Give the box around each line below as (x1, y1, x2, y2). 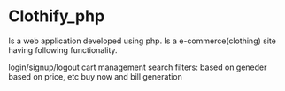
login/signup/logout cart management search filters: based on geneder (8, 62, 267, 72)
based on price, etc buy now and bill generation (8, 71, 183, 81)
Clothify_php (8, 6, 105, 27)
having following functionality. (8, 44, 118, 55)
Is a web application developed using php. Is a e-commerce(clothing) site (8, 35, 276, 46)
